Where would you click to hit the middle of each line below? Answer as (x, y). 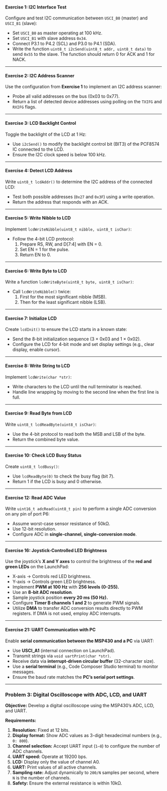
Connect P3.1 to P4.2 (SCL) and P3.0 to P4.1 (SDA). (64, 44)
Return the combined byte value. (46, 439)
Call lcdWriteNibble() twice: (42, 291)
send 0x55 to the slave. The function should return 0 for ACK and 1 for (83, 54)
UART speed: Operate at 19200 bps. (50, 757)
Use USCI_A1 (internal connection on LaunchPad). (64, 650)
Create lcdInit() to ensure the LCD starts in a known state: (66, 329)
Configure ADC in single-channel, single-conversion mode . (75, 534)
